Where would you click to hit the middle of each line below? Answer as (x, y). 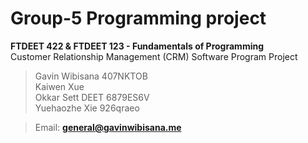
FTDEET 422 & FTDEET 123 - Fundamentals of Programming (137, 46)
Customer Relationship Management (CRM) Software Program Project (154, 56)
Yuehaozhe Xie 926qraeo (87, 108)
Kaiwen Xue (59, 86)
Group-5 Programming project (138, 18)
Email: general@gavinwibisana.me (108, 127)
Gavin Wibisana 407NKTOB (91, 76)
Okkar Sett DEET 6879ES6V (92, 97)
